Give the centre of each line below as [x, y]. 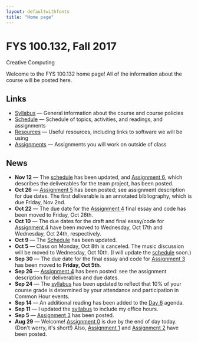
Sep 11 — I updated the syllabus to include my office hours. [86, 309]
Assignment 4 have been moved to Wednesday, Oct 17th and [89, 227]
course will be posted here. [39, 80]
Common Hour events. [42, 296]
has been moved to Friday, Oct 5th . [58, 265]
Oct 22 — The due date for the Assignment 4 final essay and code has [100, 209]
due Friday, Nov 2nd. [40, 202]
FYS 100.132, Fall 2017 [61, 46]
